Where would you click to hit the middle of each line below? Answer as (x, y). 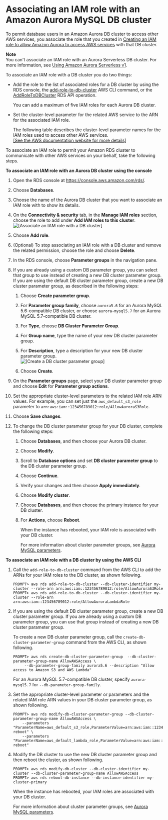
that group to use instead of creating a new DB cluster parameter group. (87, 275)
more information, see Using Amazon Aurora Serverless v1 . (66, 65)
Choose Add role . (31, 235)
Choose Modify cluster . (45, 495)
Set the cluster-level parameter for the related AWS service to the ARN (85, 115)
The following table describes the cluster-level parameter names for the (87, 130)
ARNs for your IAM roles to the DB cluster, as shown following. (77, 575)
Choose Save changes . (37, 416)
